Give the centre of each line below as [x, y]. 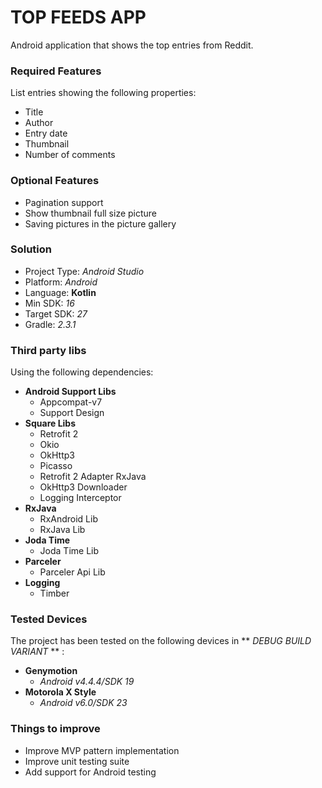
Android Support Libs [70, 392]
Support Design [72, 413]
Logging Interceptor [80, 498]
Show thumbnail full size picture [91, 213]
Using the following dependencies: [82, 372]
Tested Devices [49, 619]
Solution [31, 249]
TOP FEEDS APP [78, 17]
